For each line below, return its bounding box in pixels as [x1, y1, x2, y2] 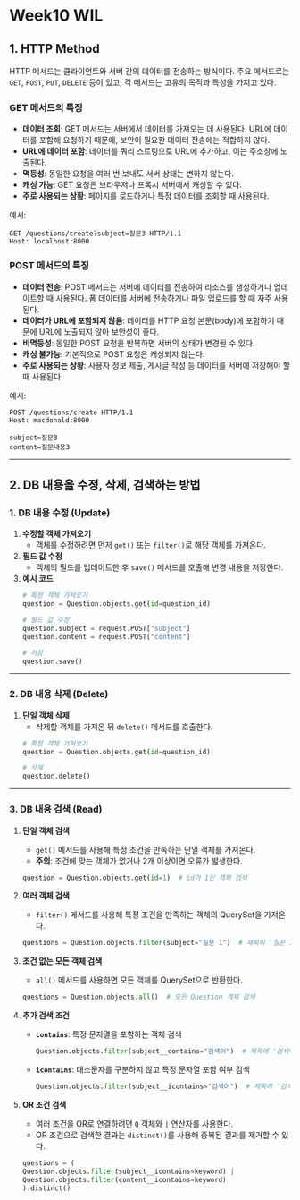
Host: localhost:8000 [9, 237, 90, 246]
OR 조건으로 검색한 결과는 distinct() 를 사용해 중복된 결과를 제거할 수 [35, 1129, 279, 1140]
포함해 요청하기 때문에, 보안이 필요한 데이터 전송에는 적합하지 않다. [38, 135, 271, 146]
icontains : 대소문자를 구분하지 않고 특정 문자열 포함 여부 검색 [35, 1064, 250, 1075]
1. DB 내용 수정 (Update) [9, 506, 111, 519]
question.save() [21, 657, 83, 666]
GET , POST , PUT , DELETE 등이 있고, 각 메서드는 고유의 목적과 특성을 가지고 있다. [9, 77, 277, 88]
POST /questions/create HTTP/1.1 [9, 408, 134, 417]
